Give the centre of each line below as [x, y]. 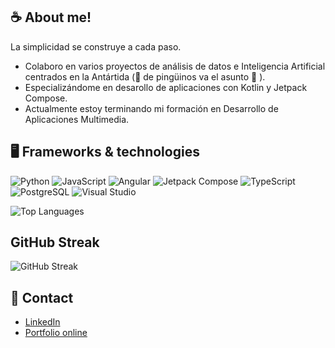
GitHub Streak [55, 242]
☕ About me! [51, 17]
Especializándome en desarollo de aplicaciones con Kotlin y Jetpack [166, 87]
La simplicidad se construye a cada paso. [96, 46]
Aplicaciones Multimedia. [77, 119]
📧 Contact [42, 297]
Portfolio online [56, 333]
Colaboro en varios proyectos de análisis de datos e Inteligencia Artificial [175, 66]
